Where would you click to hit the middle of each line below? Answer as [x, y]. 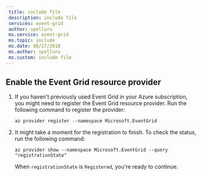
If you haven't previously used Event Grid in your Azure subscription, [101, 97]
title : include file [34, 12]
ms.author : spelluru [34, 52]
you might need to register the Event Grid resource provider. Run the [100, 103]
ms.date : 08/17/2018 [34, 46]
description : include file [43, 18]
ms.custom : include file [40, 57]
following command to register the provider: [70, 110]
